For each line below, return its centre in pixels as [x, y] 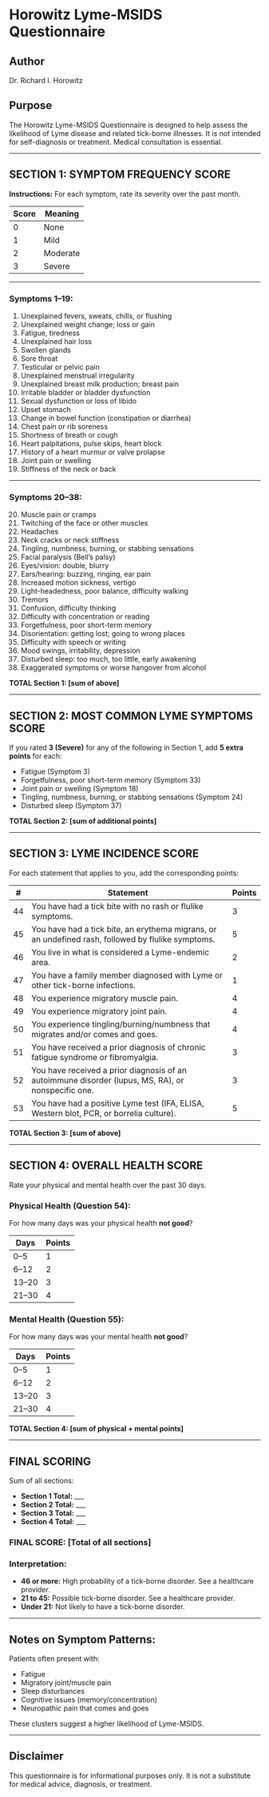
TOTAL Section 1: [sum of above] [64, 683]
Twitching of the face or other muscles [84, 523]
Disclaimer [36, 1757]
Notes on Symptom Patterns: [83, 1639]
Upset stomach [45, 409]
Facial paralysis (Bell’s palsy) [68, 557]
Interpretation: [38, 1563]
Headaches [40, 532]
